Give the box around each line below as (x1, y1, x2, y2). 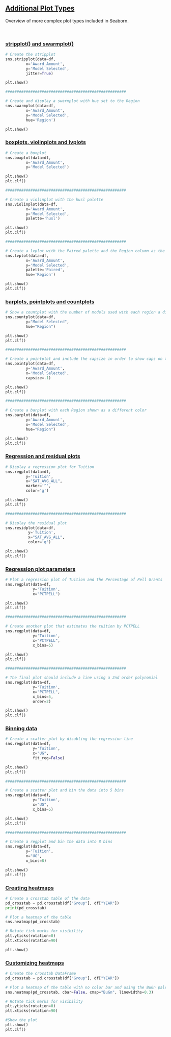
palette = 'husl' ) (25, 216, 60, 221)
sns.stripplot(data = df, (5, 56, 56, 62)
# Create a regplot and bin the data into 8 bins (5, 839, 113, 845)
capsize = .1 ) (25, 375, 51, 380)
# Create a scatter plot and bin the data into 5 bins (5, 788, 124, 793)
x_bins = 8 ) (25, 858, 47, 863)
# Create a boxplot (5, 150, 47, 155)
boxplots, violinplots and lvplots (5, 139, 87, 146)
